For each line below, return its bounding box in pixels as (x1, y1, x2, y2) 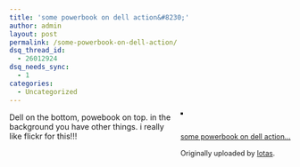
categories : (9, 79, 54, 88)
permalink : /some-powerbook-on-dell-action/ (9, 37, 178, 47)
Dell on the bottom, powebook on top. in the (9, 112, 171, 123)
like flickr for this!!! (9, 131, 78, 141)
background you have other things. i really (9, 121, 165, 131)
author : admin (9, 21, 62, 30)
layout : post (9, 29, 58, 38)
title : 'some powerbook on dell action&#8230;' (9, 12, 190, 22)
